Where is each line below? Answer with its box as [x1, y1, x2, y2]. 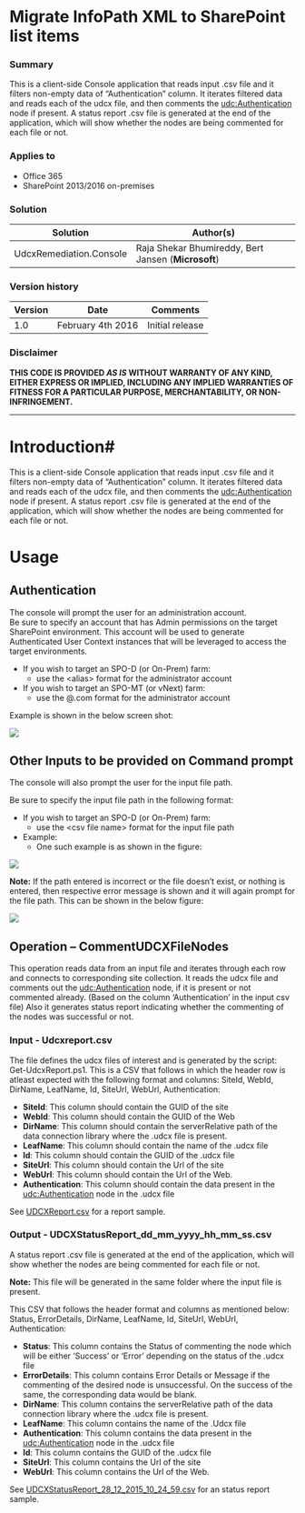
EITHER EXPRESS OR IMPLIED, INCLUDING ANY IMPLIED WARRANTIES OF [9, 376, 294, 387]
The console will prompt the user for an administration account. [9, 606, 247, 617]
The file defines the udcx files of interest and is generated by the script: [9, 1055, 278, 1066]
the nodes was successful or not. [9, 1011, 134, 1022]
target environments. [9, 646, 88, 656]
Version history [9, 280, 79, 293]
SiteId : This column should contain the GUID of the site [22, 1101, 229, 1112]
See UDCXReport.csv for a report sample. [9, 1206, 166, 1217]
